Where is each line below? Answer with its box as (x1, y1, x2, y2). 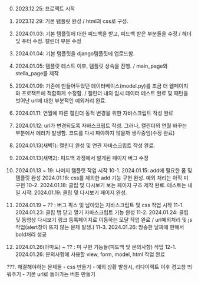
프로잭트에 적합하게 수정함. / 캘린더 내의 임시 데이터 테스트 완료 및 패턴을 (21, 90, 189, 96)
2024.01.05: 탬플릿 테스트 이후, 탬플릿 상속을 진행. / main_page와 (15, 62, 168, 69)
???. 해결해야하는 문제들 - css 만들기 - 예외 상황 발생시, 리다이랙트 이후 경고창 (6, 264, 186, 270)
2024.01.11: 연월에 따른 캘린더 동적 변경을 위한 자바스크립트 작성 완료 (15, 109, 173, 116)
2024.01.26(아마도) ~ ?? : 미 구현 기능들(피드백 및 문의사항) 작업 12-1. (15, 244, 177, 250)
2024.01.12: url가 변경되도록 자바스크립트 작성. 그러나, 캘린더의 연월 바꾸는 (15, 122, 187, 129)
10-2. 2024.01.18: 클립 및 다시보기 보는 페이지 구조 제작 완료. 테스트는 (26, 182, 187, 188)
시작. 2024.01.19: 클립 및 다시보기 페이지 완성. (21, 189, 127, 196)
